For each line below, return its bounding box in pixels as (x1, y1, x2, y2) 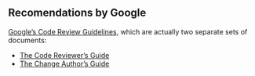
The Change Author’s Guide (19, 59, 110, 68)
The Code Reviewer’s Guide (19, 50, 110, 60)
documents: (8, 35, 47, 45)
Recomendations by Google (8, 6, 147, 20)
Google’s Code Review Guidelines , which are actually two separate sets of (8, 27, 248, 36)
